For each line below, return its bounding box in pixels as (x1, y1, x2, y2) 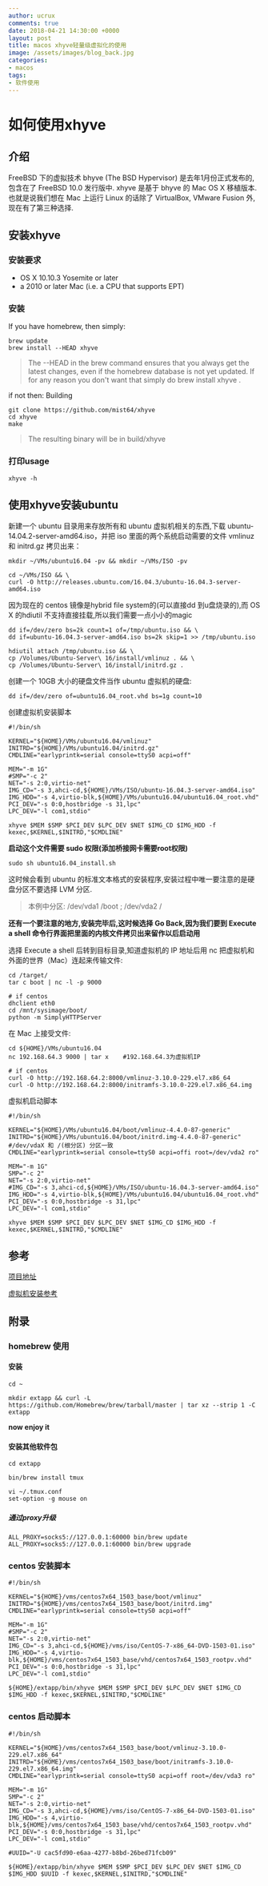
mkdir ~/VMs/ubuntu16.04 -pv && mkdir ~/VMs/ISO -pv (8, 557, 188, 565)
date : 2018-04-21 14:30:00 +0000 (8, 26, 120, 34)
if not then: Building (8, 391, 73, 400)
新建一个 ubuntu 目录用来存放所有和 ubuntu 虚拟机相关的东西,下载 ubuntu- (8, 521, 254, 531)
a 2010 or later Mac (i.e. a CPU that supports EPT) (19, 282, 185, 291)
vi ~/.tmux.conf (8, 1488, 62, 1496)
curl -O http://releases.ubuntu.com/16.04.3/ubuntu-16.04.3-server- (8, 578, 242, 586)
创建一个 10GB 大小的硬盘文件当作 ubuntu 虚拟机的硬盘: (8, 676, 192, 685)
